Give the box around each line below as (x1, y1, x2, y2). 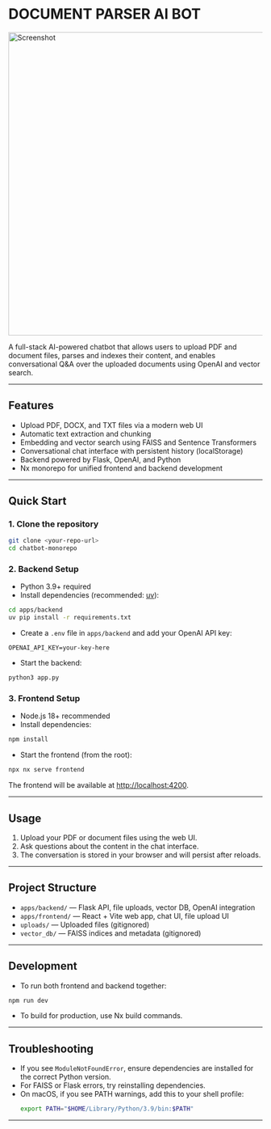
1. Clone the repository (8, 518, 99, 530)
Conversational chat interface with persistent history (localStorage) (19, 446, 244, 455)
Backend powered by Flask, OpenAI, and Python (19, 455, 181, 464)
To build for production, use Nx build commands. (19, 1011, 183, 1021)
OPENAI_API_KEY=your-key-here (8, 644, 110, 652)
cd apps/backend (8, 606, 63, 615)
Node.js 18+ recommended (19, 711, 110, 721)
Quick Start (8, 494, 67, 508)
